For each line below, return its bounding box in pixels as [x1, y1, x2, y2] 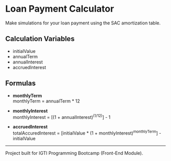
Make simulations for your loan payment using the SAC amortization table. [5, 20, 161, 26]
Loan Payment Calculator [5, 3, 115, 15]
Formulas [5, 79, 36, 88]
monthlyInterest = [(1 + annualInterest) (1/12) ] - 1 [12, 113, 111, 120]
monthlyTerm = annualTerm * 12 [12, 98, 80, 104]
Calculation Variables [5, 35, 75, 43]
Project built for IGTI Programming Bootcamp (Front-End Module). [5, 150, 144, 156]
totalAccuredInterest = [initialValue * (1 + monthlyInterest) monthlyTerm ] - [12, 129, 161, 136]
